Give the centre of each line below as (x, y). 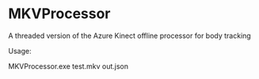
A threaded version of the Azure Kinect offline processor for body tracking (129, 36)
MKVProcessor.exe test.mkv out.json (69, 66)
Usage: (20, 51)
